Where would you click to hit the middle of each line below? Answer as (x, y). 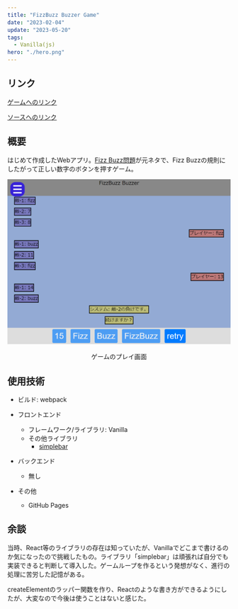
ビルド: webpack (42, 399)
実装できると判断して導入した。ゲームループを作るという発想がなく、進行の (119, 565)
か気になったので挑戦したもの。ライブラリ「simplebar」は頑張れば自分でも (118, 557)
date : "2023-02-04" (36, 22)
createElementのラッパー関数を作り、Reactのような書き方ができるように (114, 589)
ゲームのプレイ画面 (119, 357)
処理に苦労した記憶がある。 (48, 574)
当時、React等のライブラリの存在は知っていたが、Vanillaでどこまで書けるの (118, 547)
